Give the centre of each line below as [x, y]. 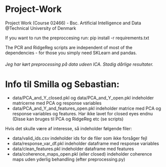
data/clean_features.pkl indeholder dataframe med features [73, 149]
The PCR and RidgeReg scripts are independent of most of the [69, 47]
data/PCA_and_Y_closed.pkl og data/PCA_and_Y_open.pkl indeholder [83, 98]
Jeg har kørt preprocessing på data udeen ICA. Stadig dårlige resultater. [79, 64]
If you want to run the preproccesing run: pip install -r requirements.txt [77, 38]
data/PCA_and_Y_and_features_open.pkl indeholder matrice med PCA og [86, 108]
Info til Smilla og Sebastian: [62, 84]
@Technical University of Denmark [41, 28]
